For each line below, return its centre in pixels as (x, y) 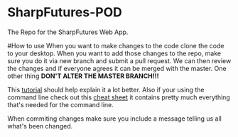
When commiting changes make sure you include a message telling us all (114, 119)
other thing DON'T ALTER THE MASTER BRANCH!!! (83, 76)
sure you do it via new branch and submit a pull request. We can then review (119, 60)
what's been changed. (40, 126)
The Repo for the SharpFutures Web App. (68, 32)
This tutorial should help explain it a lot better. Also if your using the (106, 89)
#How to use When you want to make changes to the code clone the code (116, 45)
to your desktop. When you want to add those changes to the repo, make (114, 53)
